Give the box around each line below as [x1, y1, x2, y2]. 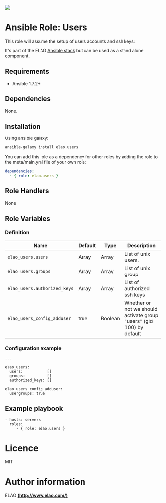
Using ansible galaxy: [5, 136, 49, 141]
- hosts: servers [5, 417, 41, 422]
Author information [5, 476, 85, 487]
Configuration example [5, 345, 62, 352]
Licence [5, 442, 39, 454]
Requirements [5, 67, 49, 76]
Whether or [124, 299, 151, 306]
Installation [5, 122, 41, 131]
